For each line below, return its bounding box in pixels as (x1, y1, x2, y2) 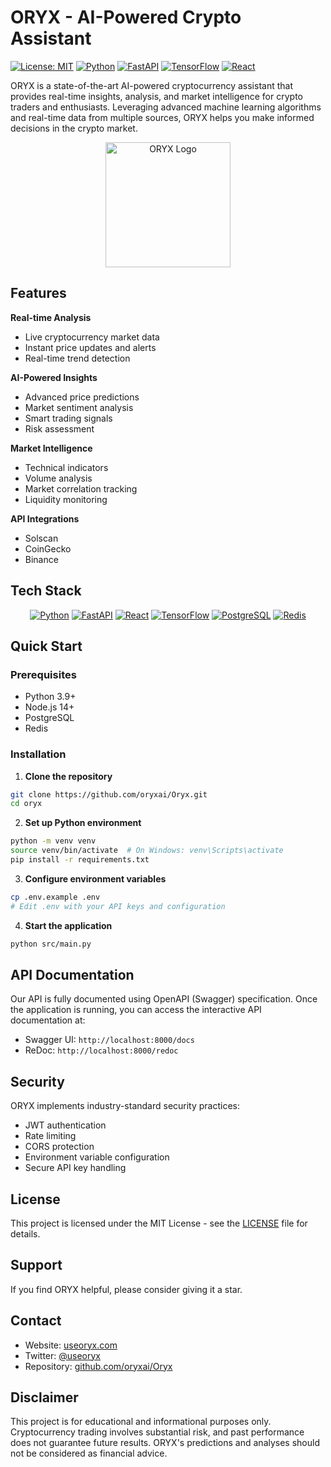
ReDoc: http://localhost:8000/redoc (24, 1044, 179, 1056)
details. (10, 1227, 41, 1240)
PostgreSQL (24, 712, 75, 724)
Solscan (24, 532, 59, 544)
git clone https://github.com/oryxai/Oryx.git (10, 789, 208, 800)
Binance (24, 553, 59, 565)
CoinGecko (24, 542, 72, 555)
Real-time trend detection (24, 352, 131, 364)
